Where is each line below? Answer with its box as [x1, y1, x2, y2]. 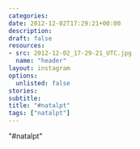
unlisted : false [15, 79, 70, 87]
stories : [8, 86, 38, 95]
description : [8, 27, 53, 35]
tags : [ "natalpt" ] [8, 110, 70, 118]
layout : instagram [8, 64, 70, 72]
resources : [8, 42, 45, 50]
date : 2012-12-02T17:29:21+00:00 [8, 19, 121, 27]
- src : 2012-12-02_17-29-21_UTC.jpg [8, 49, 132, 57]
